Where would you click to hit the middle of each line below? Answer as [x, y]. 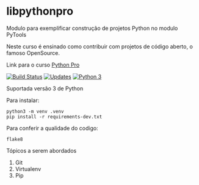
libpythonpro [40, 11]
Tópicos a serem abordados [42, 150]
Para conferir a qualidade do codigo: [52, 128]
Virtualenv [28, 169]
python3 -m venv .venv [35, 111]
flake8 [15, 139]
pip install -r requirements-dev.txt [54, 117]
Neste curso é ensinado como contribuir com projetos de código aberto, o [100, 46]
